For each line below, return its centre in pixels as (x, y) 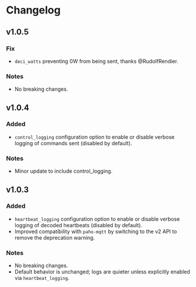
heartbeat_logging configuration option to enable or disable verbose (97, 219)
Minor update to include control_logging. (63, 171)
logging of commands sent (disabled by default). (73, 143)
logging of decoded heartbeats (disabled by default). (78, 225)
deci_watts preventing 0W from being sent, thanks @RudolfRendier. (96, 61)
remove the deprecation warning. (55, 237)
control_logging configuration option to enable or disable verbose (94, 137)
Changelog (33, 10)
